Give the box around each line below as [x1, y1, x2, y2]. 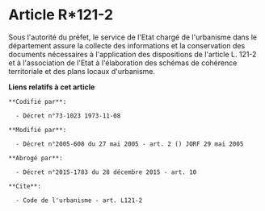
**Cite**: [8, 182, 42, 190]
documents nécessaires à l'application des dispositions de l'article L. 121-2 [8, 49, 257, 59]
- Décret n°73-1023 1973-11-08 [15, 111, 121, 120]
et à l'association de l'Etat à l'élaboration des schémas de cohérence [8, 58, 238, 68]
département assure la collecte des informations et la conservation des [8, 40, 246, 50]
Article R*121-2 [8, 6, 114, 24]
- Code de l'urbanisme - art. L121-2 [15, 196, 143, 205]
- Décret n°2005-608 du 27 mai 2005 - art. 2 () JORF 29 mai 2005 [15, 139, 244, 148]
